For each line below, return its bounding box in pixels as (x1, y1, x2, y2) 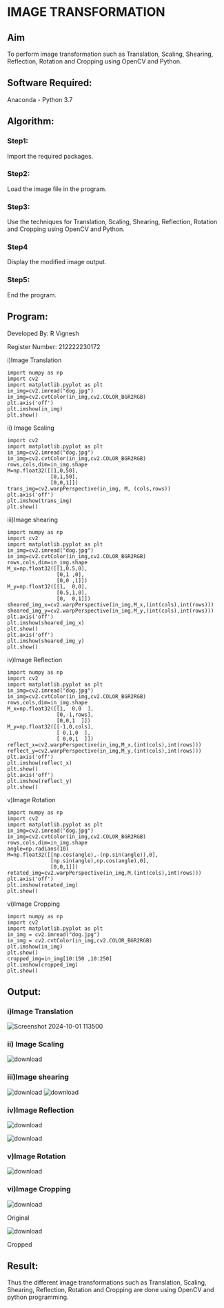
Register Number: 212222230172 (7, 342, 101, 350)
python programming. (7, 1293, 69, 1301)
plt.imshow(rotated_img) (7, 881, 79, 889)
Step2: (7, 169, 30, 179)
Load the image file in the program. (7, 184, 107, 193)
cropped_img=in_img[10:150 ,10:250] (7, 955, 112, 962)
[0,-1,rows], (56, 711, 94, 718)
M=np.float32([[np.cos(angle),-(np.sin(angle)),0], (7, 851, 159, 858)
